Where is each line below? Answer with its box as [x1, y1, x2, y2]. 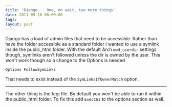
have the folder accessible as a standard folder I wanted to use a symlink [5, 41, 159, 47]
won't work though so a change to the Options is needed [5, 57, 125, 64]
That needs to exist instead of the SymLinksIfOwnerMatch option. [5, 76, 139, 82]
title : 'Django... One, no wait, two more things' [5, 7, 116, 13]
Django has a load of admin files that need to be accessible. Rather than [5, 36, 157, 42]
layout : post [5, 21, 33, 27]
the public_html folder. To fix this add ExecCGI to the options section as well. [5, 96, 165, 102]
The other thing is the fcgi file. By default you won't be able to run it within [5, 91, 162, 97]
